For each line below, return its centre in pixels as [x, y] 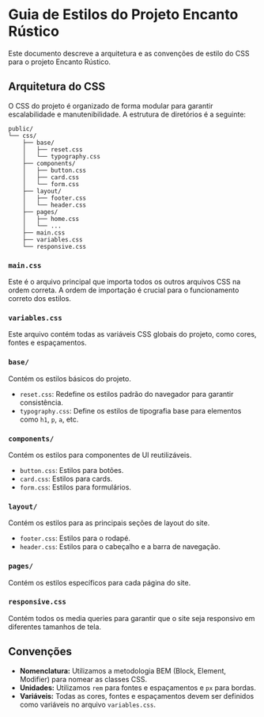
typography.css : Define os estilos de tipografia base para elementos [130, 410]
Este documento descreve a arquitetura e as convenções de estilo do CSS [129, 53]
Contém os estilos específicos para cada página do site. [100, 582]
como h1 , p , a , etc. [49, 419]
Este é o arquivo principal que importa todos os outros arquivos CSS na [124, 282]
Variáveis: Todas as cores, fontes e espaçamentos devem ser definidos [137, 696]
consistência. [41, 402]
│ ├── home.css [51, 219]
